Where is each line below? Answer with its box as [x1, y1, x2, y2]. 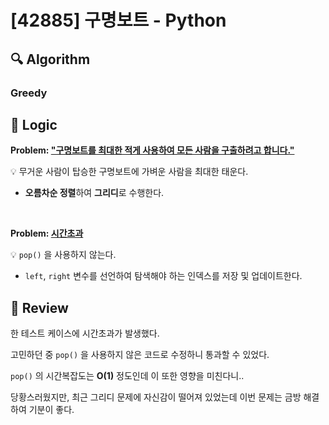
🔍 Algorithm [10, 51, 91, 68]
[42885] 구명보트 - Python [10, 9, 227, 32]
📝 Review [10, 299, 69, 316]
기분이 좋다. [28, 404, 75, 416]
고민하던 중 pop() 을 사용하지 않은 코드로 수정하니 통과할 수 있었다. [10, 349, 270, 361]
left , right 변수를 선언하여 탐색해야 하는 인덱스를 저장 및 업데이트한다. [24, 270, 303, 282]
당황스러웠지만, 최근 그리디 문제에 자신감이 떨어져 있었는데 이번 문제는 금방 [10, 391, 302, 403]
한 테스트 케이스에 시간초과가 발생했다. [10, 327, 160, 340]
